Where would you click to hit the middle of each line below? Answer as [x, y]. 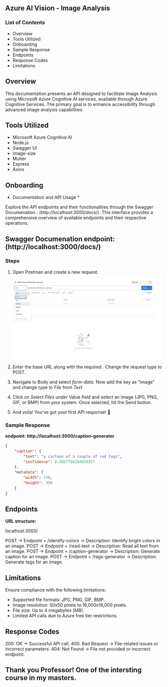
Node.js [21, 143]
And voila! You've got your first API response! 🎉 [61, 412]
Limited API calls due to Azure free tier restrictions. [65, 616]
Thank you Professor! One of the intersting [73, 670]
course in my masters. [41, 678]
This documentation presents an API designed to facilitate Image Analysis [81, 93]
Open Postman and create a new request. [55, 272]
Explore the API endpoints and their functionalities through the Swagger [79, 207]
